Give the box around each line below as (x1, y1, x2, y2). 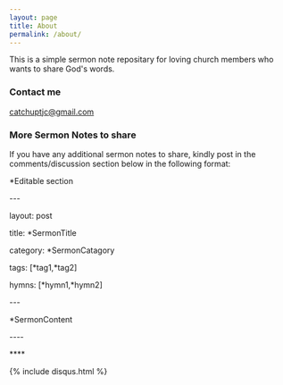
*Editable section (9, 175, 74, 186)
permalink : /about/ (9, 29, 82, 38)
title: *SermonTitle (9, 227, 78, 238)
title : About (9, 21, 58, 30)
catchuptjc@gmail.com (9, 106, 95, 117)
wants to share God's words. (9, 63, 115, 74)
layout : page (9, 13, 58, 22)
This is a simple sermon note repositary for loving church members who (9, 54, 274, 65)
